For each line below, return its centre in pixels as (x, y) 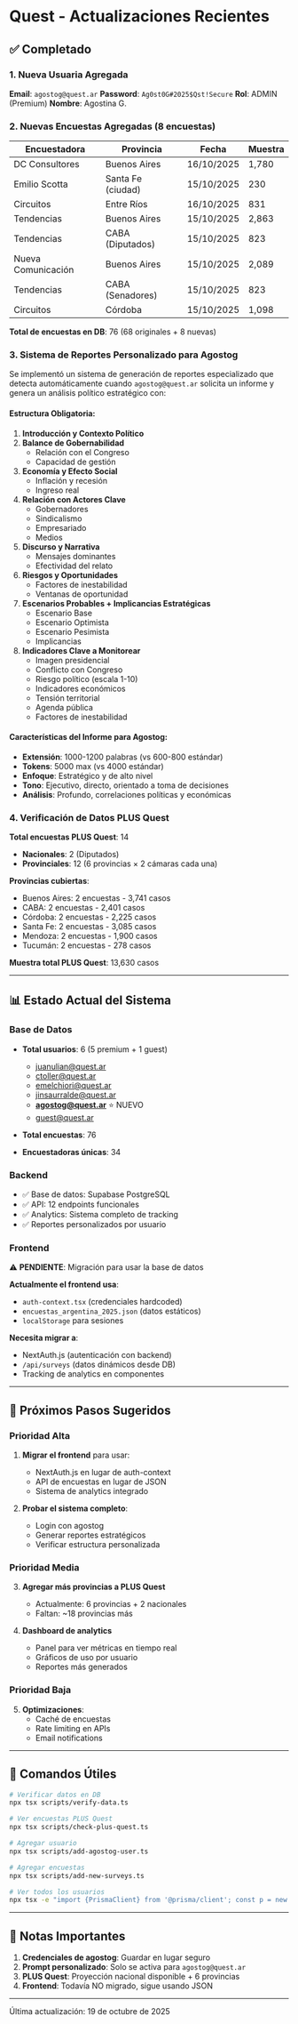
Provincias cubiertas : (50, 881)
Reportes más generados (82, 1667)
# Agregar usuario (43, 1843)
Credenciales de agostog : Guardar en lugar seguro (116, 1957)
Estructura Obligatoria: (52, 414)
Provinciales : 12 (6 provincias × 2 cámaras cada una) (120, 863)
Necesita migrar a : (44, 1338)
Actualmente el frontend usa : (64, 1285)
